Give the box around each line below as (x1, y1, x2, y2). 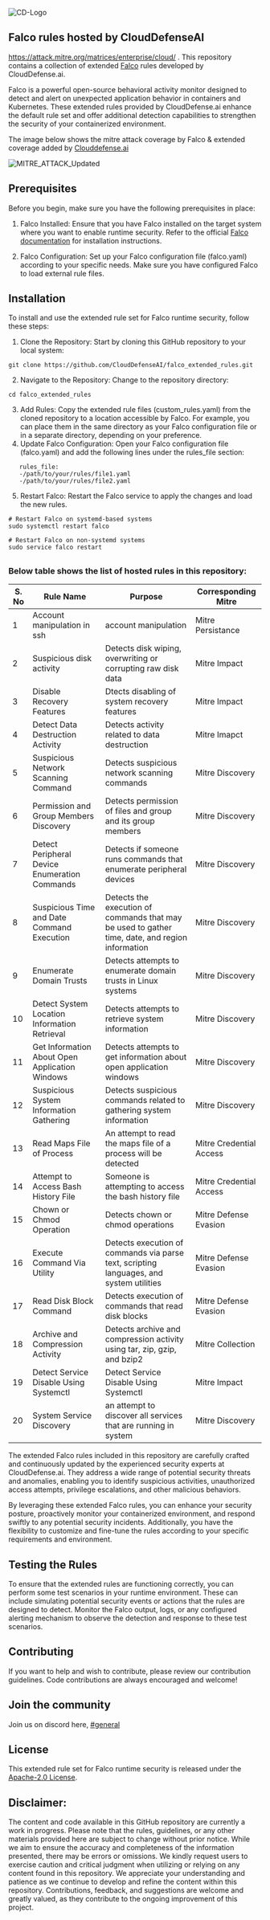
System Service (31, 1410, 92, 1421)
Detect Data (31, 719, 78, 730)
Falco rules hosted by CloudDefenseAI (8, 31, 205, 44)
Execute (31, 1248, 63, 1259)
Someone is (104, 1171, 150, 1183)
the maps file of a (104, 1138, 171, 1149)
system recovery (104, 696, 169, 707)
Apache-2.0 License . (8, 1772, 78, 1783)
